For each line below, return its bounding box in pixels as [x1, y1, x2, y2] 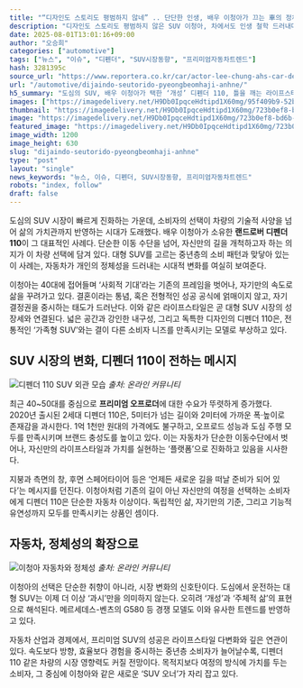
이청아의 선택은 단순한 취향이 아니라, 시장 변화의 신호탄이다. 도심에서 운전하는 [9, 581, 281, 592]
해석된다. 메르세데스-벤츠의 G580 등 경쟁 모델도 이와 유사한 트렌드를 [25, 603, 267, 614]
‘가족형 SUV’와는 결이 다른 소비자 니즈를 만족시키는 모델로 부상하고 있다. [32, 325, 287, 335]
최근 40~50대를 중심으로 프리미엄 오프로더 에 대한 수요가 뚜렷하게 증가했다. [9, 398, 272, 408]
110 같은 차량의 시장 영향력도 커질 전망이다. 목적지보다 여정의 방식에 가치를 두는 [9, 656, 288, 667]
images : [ [9, 96, 47, 106]
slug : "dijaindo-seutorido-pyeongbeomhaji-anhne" [9, 147, 200, 156]
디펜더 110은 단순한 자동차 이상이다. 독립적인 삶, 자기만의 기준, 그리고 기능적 [25, 496, 292, 507]
